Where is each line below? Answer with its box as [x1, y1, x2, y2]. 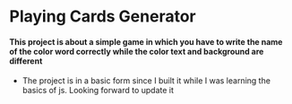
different [9, 56, 43, 66]
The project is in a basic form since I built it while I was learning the [21, 75, 271, 86]
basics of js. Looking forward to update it [21, 85, 175, 96]
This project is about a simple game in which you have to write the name [9, 36, 283, 47]
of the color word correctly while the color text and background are [9, 46, 264, 56]
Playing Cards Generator [9, 6, 196, 27]
